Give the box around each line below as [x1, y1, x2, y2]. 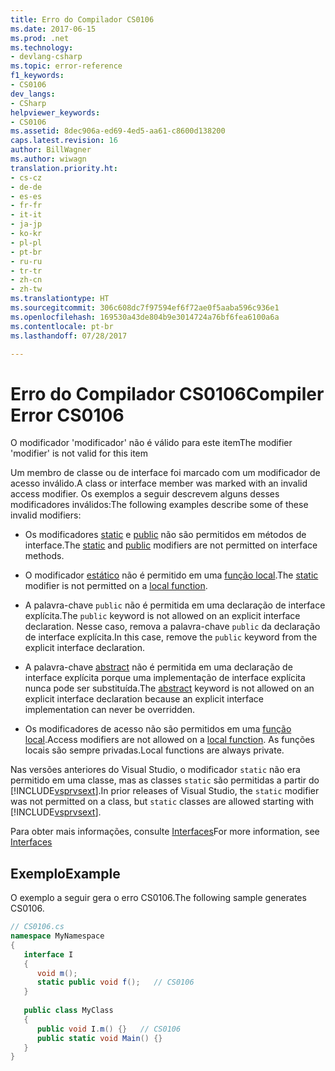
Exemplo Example [10, 865, 121, 882]
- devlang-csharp [10, 52, 83, 62]
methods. [24, 550, 65, 562]
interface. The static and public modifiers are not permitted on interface [24, 539, 318, 551]
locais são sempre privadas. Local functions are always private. [24, 744, 285, 756]
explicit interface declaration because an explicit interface [24, 693, 264, 705]
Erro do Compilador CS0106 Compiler [10, 382, 325, 405]
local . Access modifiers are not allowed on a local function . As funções [24, 734, 315, 746]
